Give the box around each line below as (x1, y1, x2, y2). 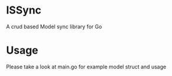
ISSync (6, 4, 42, 17)
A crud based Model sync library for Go (6, 23, 102, 30)
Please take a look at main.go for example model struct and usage (6, 63, 167, 70)
